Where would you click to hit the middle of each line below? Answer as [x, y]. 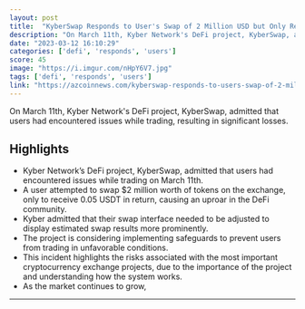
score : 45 [28, 60]
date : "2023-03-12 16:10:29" [64, 43]
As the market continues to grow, [84, 286]
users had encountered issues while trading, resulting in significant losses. [149, 121]
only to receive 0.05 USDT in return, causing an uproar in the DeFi [146, 199]
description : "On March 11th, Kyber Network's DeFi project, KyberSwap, [150, 34]
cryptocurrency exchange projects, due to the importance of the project [157, 267]
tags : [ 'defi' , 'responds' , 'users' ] [81, 77]
